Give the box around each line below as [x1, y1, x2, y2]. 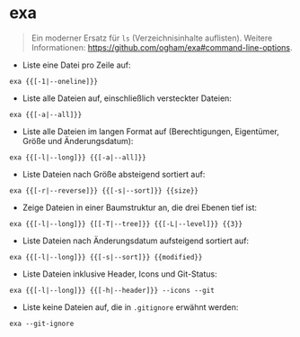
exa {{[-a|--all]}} [9, 110, 83, 119]
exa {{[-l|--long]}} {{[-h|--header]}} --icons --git [9, 286, 216, 295]
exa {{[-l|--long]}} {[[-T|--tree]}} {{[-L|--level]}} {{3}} [9, 219, 243, 228]
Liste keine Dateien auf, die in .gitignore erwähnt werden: [22, 301, 239, 313]
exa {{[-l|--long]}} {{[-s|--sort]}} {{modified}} [9, 252, 203, 261]
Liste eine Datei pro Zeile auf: [22, 59, 132, 70]
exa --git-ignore [9, 319, 75, 328]
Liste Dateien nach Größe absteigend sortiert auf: [22, 168, 206, 179]
